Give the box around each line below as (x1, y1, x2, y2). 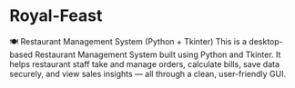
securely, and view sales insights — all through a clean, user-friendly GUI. (9, 68, 287, 79)
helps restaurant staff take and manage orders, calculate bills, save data (9, 58, 280, 69)
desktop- (249, 35, 284, 46)
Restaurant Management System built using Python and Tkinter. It (35, 49, 281, 60)
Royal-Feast (9, 5, 103, 26)
